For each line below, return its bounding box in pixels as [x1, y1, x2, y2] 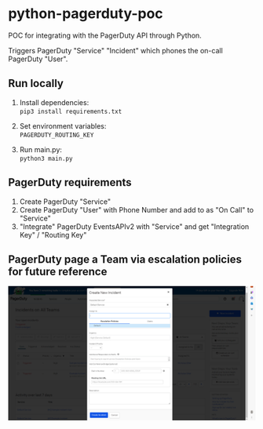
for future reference [8, 264, 108, 278]
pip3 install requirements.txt [19, 107, 122, 115]
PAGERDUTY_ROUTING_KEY [19, 131, 94, 139]
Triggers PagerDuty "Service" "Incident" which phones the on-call [8, 45, 224, 55]
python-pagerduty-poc [8, 5, 163, 23]
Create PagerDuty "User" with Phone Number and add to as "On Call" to [19, 205, 254, 214]
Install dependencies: [19, 97, 89, 107]
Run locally [8, 77, 64, 90]
